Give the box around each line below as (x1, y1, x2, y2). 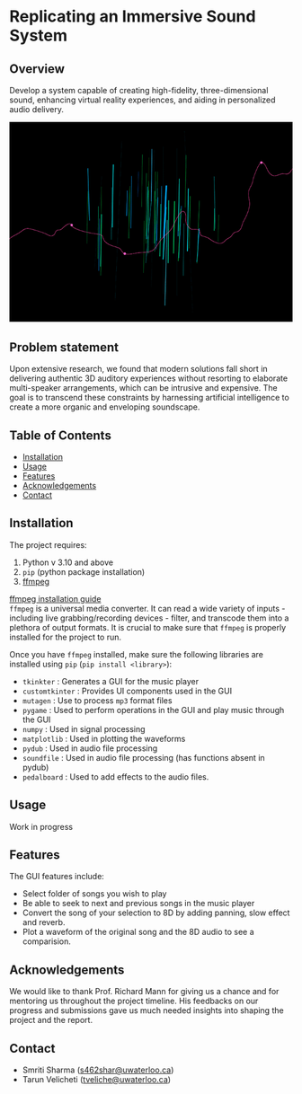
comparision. (22, 936, 72, 947)
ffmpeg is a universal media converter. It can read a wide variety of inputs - (9, 603, 286, 613)
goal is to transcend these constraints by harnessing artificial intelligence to (9, 393, 289, 403)
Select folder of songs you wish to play (22, 888, 167, 899)
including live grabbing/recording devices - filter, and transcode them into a (9, 613, 289, 623)
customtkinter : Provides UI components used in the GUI (22, 685, 232, 696)
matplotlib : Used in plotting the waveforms (22, 733, 186, 744)
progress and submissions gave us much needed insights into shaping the (9, 1005, 285, 1016)
